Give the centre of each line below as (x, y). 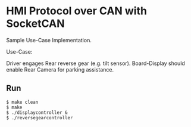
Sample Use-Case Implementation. (49, 40)
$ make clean (22, 102)
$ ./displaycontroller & (37, 112)
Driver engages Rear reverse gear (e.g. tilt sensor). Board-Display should (96, 63)
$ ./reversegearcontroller (40, 117)
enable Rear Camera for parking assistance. (60, 69)
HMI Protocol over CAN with (77, 11)
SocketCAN (35, 24)
